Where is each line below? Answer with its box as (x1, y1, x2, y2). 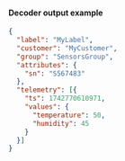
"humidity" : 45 (31, 119, 90, 128)
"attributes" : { (16, 60, 77, 69)
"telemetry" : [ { (16, 85, 77, 94)
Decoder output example (8, 7, 103, 18)
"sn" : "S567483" (24, 68, 86, 78)
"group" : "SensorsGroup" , (16, 52, 114, 61)
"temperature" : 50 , (31, 111, 105, 120)
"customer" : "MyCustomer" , (16, 43, 118, 53)
